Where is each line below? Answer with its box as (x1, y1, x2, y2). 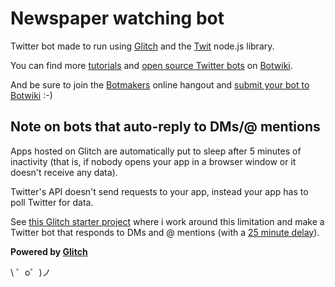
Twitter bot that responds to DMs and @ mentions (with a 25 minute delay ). (10, 226, 320, 238)
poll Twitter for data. (10, 196, 94, 208)
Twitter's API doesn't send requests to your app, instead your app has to (10, 185, 309, 197)
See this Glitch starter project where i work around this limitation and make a (10, 215, 325, 227)
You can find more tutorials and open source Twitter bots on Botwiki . (10, 59, 293, 71)
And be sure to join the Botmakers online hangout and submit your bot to (10, 78, 310, 91)
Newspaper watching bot (10, 7, 225, 30)
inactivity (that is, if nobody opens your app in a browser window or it (10, 155, 297, 167)
